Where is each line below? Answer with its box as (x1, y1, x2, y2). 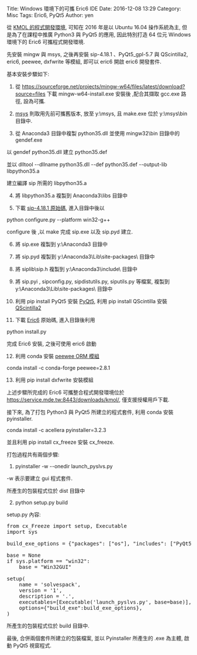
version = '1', (19, 587, 63, 594)
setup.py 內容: (6, 511, 42, 518)
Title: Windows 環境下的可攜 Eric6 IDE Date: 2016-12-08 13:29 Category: (6, 5, 181, 12)
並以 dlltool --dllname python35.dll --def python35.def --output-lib (6, 161, 167, 168)
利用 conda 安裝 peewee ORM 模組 (15, 353, 100, 359)
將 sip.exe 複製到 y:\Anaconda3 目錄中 (15, 241, 108, 248)
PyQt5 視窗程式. (13, 642, 52, 649)
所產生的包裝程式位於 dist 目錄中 (6, 488, 85, 494)
